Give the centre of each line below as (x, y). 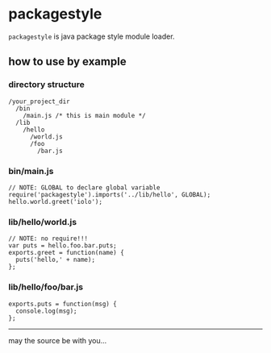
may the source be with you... (58, 340)
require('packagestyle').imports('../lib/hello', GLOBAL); (110, 194)
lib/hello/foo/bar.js (46, 287)
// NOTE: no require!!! (48, 239)
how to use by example (67, 62)
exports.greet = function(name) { (67, 253)
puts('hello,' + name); (55, 260)
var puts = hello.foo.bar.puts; (63, 246)
